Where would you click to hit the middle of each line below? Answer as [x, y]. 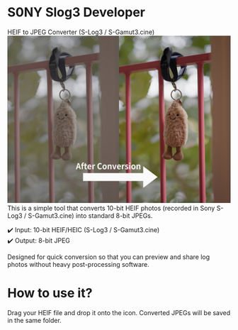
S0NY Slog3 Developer [76, 12]
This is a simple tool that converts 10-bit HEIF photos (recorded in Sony [111, 208]
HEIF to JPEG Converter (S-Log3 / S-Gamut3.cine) [81, 32]
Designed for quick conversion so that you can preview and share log [109, 257]
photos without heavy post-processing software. [79, 264]
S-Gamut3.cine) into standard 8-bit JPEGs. [90, 215]
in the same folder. [34, 320]
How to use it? [50, 293]
